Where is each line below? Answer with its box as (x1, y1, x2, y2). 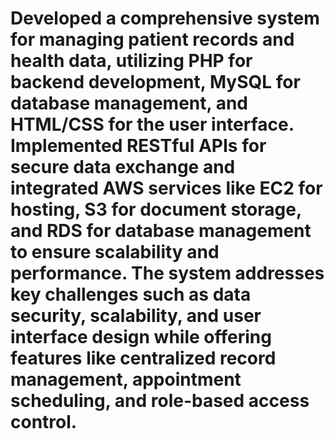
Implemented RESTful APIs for (10, 135, 267, 157)
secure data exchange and (10, 156, 236, 179)
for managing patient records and (10, 28, 295, 51)
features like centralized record (10, 347, 277, 370)
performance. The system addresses (10, 262, 325, 285)
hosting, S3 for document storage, (10, 198, 302, 221)
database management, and (10, 92, 248, 115)
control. (10, 411, 78, 434)
